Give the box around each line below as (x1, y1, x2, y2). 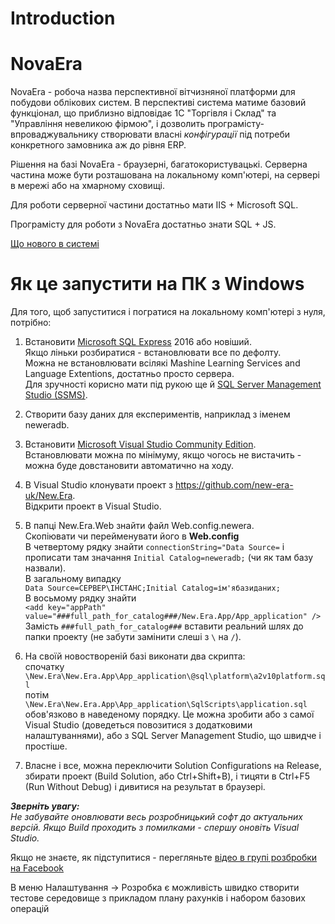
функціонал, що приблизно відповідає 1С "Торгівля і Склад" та (10, 107, 277, 119)
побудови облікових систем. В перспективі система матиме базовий (10, 97, 307, 109)
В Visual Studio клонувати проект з (24, 479, 173, 491)
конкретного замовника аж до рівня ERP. (10, 139, 187, 151)
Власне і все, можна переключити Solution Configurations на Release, (24, 760, 322, 772)
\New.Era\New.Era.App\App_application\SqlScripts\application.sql (24, 700, 308, 710)
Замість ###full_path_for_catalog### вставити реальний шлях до (24, 620, 304, 632)
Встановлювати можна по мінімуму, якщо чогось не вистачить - (24, 449, 302, 461)
